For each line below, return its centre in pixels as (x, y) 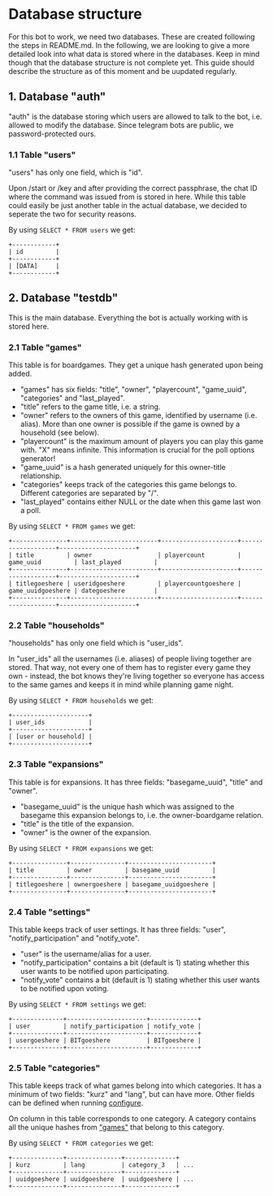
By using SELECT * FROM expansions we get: (81, 848)
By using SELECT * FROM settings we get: (77, 1004)
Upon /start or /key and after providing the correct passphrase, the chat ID (133, 189)
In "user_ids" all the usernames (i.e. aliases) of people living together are (130, 659)
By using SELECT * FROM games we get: (72, 526)
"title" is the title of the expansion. (77, 824)
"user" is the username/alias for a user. (86, 954)
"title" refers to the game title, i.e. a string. (90, 407)
